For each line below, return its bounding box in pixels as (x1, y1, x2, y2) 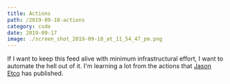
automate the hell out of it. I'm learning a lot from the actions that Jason (7, 62, 211, 70)
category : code (7, 23, 51, 30)
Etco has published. (7, 70, 64, 78)
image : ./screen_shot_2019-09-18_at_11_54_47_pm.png (7, 36, 163, 43)
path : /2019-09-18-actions (7, 17, 85, 23)
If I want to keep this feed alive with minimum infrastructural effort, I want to (7, 54, 224, 63)
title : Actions (7, 10, 51, 17)
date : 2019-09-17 (7, 29, 57, 36)
